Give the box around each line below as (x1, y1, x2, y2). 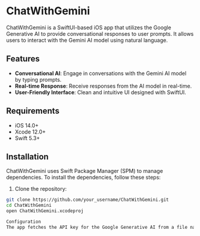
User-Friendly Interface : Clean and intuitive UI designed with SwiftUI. (14, 88, 186, 96)
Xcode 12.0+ (14, 128, 46, 135)
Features (6, 54, 40, 64)
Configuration (6, 219, 42, 225)
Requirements (6, 106, 60, 116)
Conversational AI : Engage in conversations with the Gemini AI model (14, 70, 186, 77)
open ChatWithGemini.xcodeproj (6, 208, 84, 214)
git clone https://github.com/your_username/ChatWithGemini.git (6, 197, 169, 203)
